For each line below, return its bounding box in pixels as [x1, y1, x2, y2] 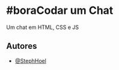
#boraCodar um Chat [6, 4, 114, 17]
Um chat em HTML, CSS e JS [6, 24, 79, 31]
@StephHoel [14, 57, 47, 64]
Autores [6, 41, 37, 51]
